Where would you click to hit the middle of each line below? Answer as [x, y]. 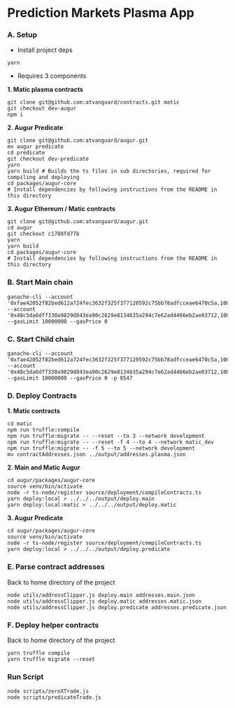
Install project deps [45, 50]
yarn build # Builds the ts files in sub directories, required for [109, 171]
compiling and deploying [43, 178]
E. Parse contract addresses [56, 567]
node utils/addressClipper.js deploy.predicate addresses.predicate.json [117, 607]
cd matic [20, 424]
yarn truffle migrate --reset [51, 659]
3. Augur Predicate [35, 518]
